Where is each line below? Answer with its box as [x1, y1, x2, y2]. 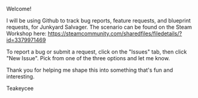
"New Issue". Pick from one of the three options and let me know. [6, 55, 171, 61]
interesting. [6, 73, 35, 80]
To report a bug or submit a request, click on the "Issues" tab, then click [6, 48, 187, 55]
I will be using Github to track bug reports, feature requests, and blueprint [6, 17, 191, 24]
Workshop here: [6, 30, 47, 37]
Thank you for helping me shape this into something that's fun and [6, 66, 174, 74]
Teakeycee [6, 85, 34, 92]
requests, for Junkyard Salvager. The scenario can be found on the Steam [6, 24, 193, 30]
